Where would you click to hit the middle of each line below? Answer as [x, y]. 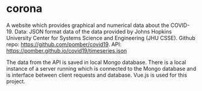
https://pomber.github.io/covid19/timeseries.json [67, 50]
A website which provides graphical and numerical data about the [88, 25]
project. [16, 81]
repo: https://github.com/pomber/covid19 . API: [64, 44]
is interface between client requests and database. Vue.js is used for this [97, 75]
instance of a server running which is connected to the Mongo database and [101, 68]
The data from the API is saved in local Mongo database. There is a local [96, 62]
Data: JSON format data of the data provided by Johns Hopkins [93, 31]
